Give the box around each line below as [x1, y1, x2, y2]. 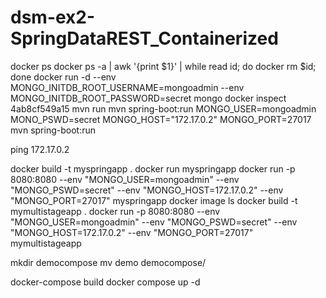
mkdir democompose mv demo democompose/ [10, 256, 207, 268]
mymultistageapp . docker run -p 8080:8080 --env [10, 205, 221, 217]
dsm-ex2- [10, 6, 96, 29]
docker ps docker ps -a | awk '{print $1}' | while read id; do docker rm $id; [10, 60, 317, 72]
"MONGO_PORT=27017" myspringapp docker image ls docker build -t [10, 194, 298, 206]
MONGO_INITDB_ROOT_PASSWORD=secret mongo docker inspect [10, 92, 287, 104]
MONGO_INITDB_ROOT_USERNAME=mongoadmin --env [10, 81, 245, 93]
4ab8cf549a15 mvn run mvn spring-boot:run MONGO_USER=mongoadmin [10, 102, 317, 115]
